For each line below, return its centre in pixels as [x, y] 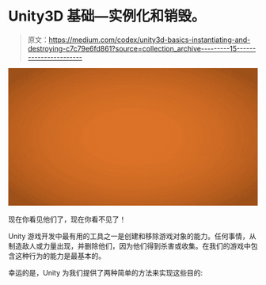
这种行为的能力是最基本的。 [60, 256]
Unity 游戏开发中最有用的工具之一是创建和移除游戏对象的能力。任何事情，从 [132, 236]
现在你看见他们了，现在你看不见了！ [67, 219]
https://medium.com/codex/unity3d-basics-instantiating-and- [150, 40]
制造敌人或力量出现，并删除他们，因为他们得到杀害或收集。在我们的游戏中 [129, 245]
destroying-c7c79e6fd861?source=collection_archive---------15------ [142, 48]
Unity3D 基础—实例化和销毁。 [107, 16]
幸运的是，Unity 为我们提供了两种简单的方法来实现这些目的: [106, 272]
